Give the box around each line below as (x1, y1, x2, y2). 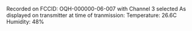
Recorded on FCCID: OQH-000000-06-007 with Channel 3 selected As (6, 5, 186, 12)
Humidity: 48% (6, 18, 45, 25)
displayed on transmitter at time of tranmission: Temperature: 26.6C (6, 12, 177, 19)
